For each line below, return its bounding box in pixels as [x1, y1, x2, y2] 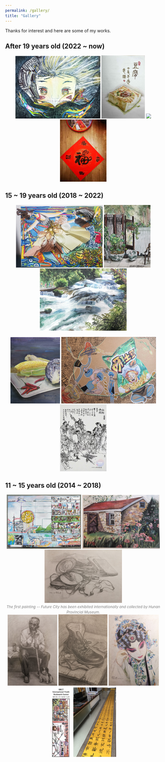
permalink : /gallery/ [5, 8, 50, 13]
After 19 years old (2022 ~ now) [5, 42, 105, 50]
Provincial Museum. [66, 610, 101, 615]
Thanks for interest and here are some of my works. [5, 27, 111, 33]
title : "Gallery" [5, 13, 41, 18]
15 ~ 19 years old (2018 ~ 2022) [5, 192, 104, 200]
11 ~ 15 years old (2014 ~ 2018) [5, 481, 102, 490]
